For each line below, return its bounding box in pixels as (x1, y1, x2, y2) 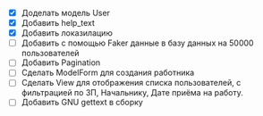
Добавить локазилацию (21, 28, 113, 38)
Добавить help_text (21, 18, 96, 29)
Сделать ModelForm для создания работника (21, 67, 195, 79)
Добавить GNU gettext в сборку (21, 97, 144, 108)
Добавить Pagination (21, 57, 101, 68)
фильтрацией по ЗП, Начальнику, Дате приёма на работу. (21, 87, 243, 98)
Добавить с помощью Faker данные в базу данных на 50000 (21, 37, 254, 48)
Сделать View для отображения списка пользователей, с (21, 78, 242, 88)
